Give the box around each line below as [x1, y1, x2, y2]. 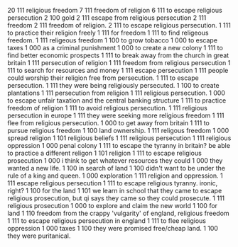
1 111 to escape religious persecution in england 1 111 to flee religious [7, 217, 206, 225]
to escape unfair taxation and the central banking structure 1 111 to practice [7, 96, 227, 105]
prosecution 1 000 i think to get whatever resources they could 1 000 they [7, 156, 223, 165]
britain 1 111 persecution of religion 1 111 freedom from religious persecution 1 [7, 59, 231, 67]
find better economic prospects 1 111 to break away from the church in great [7, 51, 229, 59]
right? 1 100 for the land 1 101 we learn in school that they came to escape [7, 187, 222, 195]
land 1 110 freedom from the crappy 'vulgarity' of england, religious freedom [7, 209, 229, 217]
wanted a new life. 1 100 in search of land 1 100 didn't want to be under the [7, 164, 226, 172]
